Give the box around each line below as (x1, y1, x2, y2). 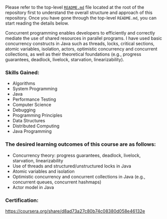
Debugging (12, 107, 36, 113)
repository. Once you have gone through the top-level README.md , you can (5, 15, 157, 21)
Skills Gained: (5, 69, 40, 76)
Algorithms (12, 80, 36, 87)
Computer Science (12, 102, 52, 108)
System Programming (12, 86, 58, 92)
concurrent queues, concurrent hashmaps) (12, 179, 102, 185)
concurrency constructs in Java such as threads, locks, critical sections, (5, 41, 154, 47)
